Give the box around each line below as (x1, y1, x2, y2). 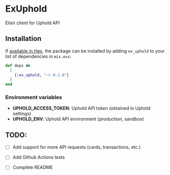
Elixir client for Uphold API (5, 20, 60, 26)
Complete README (12, 164, 53, 170)
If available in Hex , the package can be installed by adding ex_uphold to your (5, 48, 165, 54)
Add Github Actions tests (12, 154, 65, 160)
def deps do (5, 63, 30, 68)
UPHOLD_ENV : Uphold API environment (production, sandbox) (12, 116, 144, 122)
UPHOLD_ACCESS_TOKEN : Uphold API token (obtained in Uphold (12, 105, 151, 111)
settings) (12, 111, 31, 117)
